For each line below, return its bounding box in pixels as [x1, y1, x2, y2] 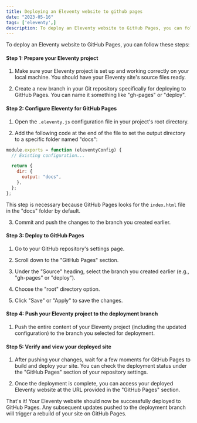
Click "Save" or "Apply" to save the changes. [14, 297, 123, 304]
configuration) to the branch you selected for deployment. [14, 330, 155, 337]
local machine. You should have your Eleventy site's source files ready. [14, 74, 186, 81]
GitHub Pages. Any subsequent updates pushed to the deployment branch [6, 404, 186, 411]
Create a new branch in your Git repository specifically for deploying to [14, 85, 186, 92]
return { [11, 163, 33, 169]
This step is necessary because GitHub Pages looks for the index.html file [6, 201, 186, 208]
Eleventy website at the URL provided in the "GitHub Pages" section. [14, 386, 181, 394]
